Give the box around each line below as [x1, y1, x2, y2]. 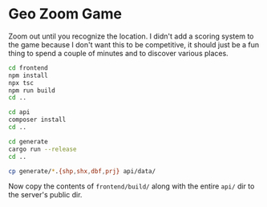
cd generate [8, 137, 48, 145]
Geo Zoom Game [8, 5, 123, 23]
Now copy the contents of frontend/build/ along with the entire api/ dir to [8, 181, 255, 191]
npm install [8, 71, 48, 79]
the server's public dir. [8, 190, 83, 200]
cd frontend [8, 63, 48, 72]
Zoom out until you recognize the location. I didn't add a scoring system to [8, 31, 254, 41]
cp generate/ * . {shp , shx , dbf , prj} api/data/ [8, 167, 156, 175]
